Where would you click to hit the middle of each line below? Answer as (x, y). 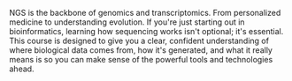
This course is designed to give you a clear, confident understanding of (139, 40)
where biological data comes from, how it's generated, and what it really (141, 50)
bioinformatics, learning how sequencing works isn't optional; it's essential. (146, 31)
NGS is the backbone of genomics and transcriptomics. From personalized (145, 13)
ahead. (22, 69)
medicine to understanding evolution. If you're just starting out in (127, 22)
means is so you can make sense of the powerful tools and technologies (141, 59)
